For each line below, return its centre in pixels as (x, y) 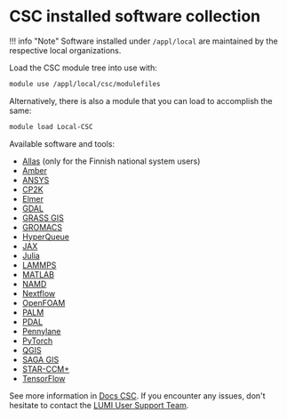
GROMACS (42, 227)
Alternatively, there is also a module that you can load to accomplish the (141, 101)
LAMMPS (39, 265)
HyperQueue (45, 237)
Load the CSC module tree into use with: (83, 68)
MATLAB (38, 274)
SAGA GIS (40, 359)
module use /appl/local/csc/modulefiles (85, 84)
